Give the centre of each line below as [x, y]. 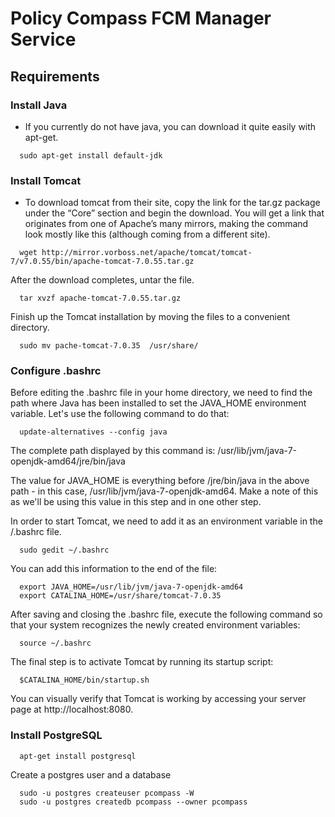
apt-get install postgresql [78, 756]
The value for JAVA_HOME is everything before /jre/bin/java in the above [160, 481]
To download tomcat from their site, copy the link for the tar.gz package [172, 203]
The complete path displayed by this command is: [113, 451]
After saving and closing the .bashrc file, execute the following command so [166, 614]
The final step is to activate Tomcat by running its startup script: [142, 662]
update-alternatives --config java [93, 432]
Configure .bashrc [56, 371]
